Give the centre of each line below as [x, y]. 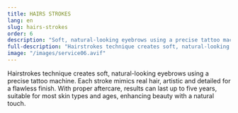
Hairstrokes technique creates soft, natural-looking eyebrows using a [108, 73]
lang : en [20, 20]
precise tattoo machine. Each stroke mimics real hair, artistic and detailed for [119, 81]
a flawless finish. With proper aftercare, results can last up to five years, [112, 88]
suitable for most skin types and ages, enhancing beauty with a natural [111, 95]
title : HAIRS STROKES [39, 14]
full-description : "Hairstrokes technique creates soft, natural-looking [119, 47]
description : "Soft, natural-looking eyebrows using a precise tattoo [114, 40]
